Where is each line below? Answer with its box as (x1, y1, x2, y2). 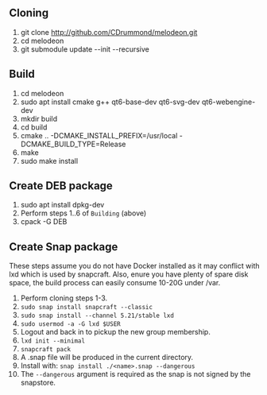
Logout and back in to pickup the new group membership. (20, 327, 211, 337)
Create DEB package (9, 179, 114, 193)
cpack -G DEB (20, 217, 68, 227)
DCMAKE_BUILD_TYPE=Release (20, 139, 126, 149)
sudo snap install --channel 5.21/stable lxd (20, 312, 174, 320)
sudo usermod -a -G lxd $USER (20, 320, 122, 328)
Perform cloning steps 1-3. (20, 293, 108, 303)
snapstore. (20, 378, 56, 388)
